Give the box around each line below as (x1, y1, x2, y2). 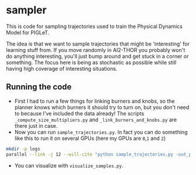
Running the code (6, 82, 72, 92)
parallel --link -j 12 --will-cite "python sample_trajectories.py (6, 151, 174, 157)
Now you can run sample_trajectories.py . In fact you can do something (14, 128, 188, 135)
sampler (6, 3, 47, 17)
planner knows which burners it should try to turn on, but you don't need (14, 103, 190, 111)
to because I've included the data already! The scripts (14, 110, 145, 117)
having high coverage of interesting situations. (6, 65, 118, 72)
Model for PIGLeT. (6, 29, 50, 36)
